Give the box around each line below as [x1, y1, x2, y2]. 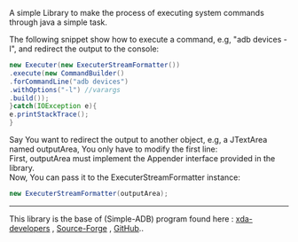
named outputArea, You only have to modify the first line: [9, 144, 218, 154]
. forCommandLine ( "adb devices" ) [9, 77, 129, 86]
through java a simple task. [9, 17, 108, 27]
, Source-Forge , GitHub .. [51, 222, 145, 233]
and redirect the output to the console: [18, 43, 160, 54]
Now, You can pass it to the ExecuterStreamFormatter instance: [9, 172, 241, 183]
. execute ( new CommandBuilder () [9, 68, 125, 78]
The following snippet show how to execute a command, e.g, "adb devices [9, 35, 282, 44]
